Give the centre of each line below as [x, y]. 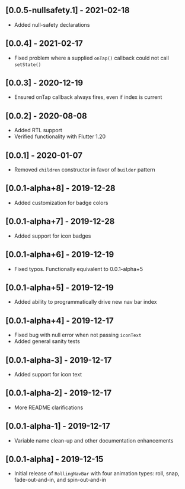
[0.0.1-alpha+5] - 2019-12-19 [60, 287]
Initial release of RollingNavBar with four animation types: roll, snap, [97, 474]
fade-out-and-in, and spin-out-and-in [60, 480]
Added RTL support [38, 130]
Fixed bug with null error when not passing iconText [78, 335]
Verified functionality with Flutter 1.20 [60, 136]
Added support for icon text [48, 374]
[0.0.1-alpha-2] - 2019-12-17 [59, 393]
